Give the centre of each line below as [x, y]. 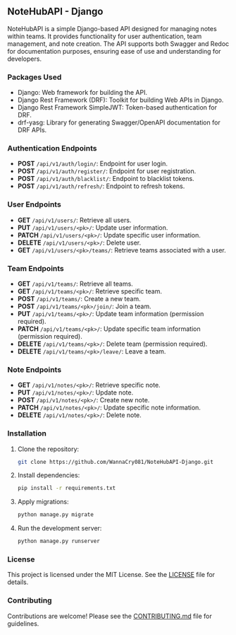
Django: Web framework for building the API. [82, 93]
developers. [25, 59]
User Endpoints [34, 204]
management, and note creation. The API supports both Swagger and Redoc [118, 43]
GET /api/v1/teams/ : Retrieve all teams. [75, 284]
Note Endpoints [35, 369]
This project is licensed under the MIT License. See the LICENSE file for [111, 575]
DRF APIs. [32, 130]
